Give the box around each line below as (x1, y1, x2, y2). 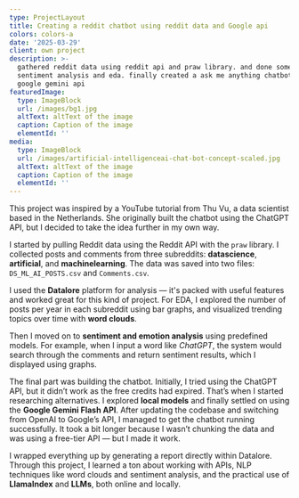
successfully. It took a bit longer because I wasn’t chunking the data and (9, 424, 275, 435)
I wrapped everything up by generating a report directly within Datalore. (9, 451, 273, 461)
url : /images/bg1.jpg (17, 104, 98, 113)
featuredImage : (9, 87, 66, 96)
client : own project (9, 46, 86, 55)
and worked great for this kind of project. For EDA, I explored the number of (9, 295, 287, 306)
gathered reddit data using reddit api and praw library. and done (17, 63, 273, 72)
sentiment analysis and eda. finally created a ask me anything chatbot (17, 71, 293, 80)
